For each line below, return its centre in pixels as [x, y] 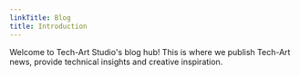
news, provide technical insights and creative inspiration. [116, 62]
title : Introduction [49, 26]
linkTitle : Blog [40, 18]
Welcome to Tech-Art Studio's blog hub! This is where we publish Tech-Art [150, 52]
